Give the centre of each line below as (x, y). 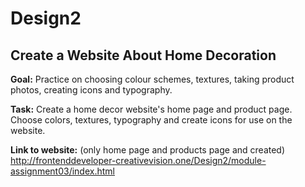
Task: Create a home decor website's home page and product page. (151, 109)
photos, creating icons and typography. (91, 90)
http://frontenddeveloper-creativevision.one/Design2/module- (138, 160)
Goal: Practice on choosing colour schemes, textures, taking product (152, 79)
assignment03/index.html (62, 171)
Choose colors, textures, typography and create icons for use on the (151, 120)
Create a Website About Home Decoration (143, 55)
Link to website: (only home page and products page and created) (148, 150)
